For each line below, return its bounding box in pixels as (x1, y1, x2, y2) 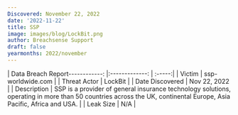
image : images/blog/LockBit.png (7, 30, 103, 38)
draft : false (7, 43, 46, 50)
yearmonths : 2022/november (7, 50, 87, 57)
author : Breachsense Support (7, 37, 94, 44)
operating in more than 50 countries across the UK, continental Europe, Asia (7, 92, 231, 100)
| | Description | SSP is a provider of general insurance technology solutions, (7, 84, 231, 93)
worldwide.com (7, 77, 53, 85)
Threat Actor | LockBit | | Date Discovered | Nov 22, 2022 (61, 77, 229, 85)
